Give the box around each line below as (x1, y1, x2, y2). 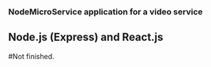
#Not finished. (8, 51, 55, 61)
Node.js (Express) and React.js (8, 31, 164, 44)
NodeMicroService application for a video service (8, 6, 203, 17)
